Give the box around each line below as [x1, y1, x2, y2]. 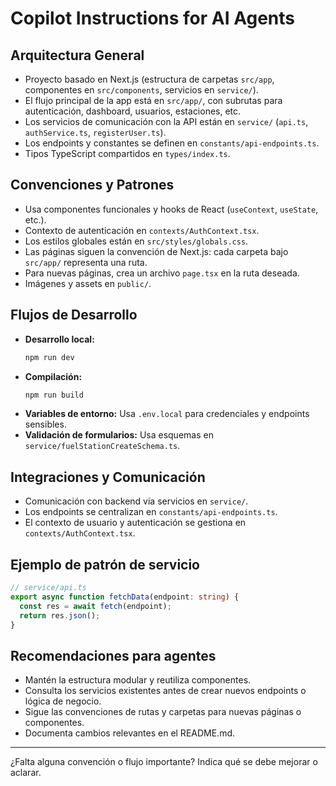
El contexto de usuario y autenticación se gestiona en [24, 517, 247, 529]
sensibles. [24, 418, 67, 431]
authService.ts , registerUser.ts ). [24, 127, 167, 138]
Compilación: [24, 370, 83, 382]
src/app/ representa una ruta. [24, 256, 148, 268]
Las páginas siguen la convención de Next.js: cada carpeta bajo [24, 245, 289, 257]
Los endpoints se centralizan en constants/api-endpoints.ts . [24, 506, 278, 518]
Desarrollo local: [24, 333, 95, 345]
